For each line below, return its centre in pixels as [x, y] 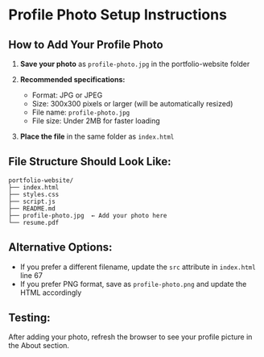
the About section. [39, 346]
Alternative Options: [60, 247]
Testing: [29, 318]
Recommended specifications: [72, 79]
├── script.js [32, 201]
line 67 [31, 275]
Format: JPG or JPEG [67, 95]
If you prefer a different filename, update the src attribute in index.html [138, 267]
